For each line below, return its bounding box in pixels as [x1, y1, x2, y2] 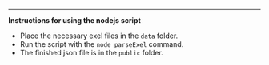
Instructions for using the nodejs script [8, 16, 142, 25]
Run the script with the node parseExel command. [19, 40, 184, 48]
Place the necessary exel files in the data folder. [19, 31, 179, 40]
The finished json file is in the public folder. [19, 48, 164, 57]
